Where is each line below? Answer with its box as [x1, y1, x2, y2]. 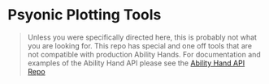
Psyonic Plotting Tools [7, 6, 162, 24]
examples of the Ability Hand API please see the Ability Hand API [27, 58, 245, 68]
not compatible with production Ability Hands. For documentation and [27, 49, 261, 59]
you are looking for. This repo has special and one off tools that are [27, 40, 253, 50]
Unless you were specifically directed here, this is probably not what [27, 32, 258, 42]
